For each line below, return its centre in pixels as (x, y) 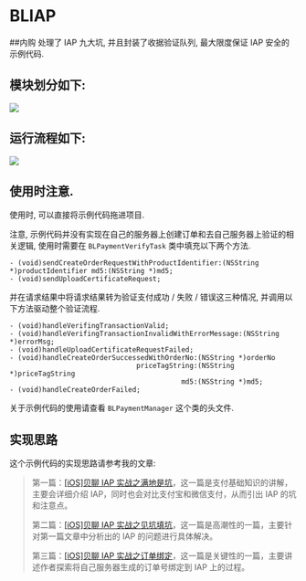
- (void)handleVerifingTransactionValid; (90, 326)
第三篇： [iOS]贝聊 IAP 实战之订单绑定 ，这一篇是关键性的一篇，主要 (158, 556)
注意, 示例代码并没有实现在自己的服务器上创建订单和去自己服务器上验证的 (148, 235)
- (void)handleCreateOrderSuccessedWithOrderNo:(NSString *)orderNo (142, 358)
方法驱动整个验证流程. (58, 309)
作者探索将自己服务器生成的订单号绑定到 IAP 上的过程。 (145, 567)
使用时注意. (42, 191)
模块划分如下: (48, 85)
